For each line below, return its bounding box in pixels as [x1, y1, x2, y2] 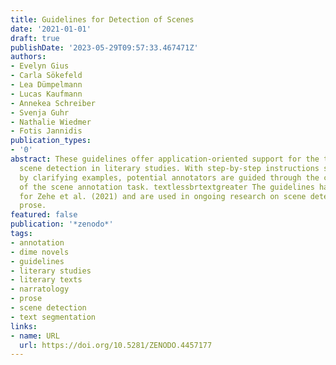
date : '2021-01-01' [10, 24, 92, 34]
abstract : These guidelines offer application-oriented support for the [10, 154, 320, 164]
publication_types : [10, 136, 92, 146]
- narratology [10, 284, 70, 295]
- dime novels [10, 247, 70, 257]
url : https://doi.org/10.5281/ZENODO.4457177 [19, 340, 213, 350]
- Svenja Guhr [10, 107, 70, 118]
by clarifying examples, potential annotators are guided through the [19, 172, 320, 183]
